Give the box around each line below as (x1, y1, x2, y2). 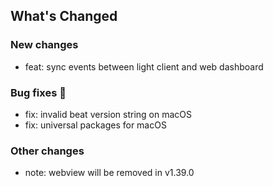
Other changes (10, 144, 85, 158)
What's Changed (10, 8, 118, 25)
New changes (10, 38, 79, 52)
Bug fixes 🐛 (10, 85, 67, 99)
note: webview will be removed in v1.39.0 (24, 167, 195, 179)
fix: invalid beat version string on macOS (24, 108, 193, 120)
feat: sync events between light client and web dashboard (24, 60, 264, 73)
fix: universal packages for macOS (24, 119, 167, 131)
